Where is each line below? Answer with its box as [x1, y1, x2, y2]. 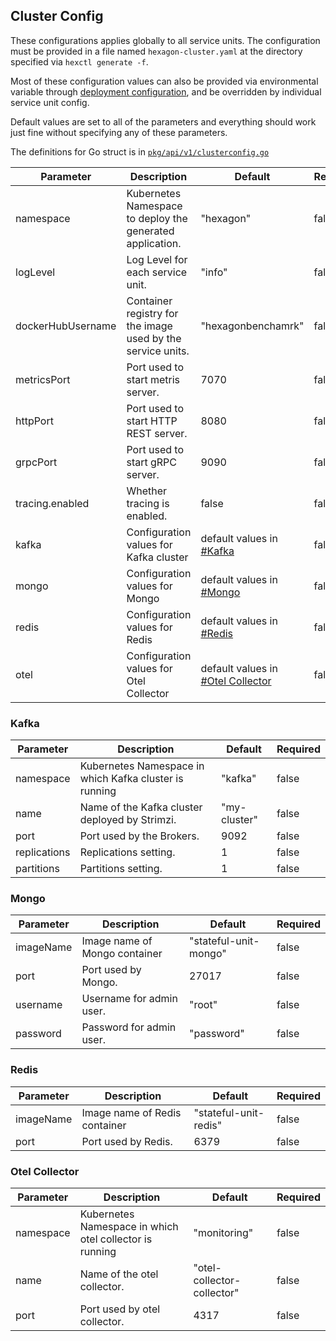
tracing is [126, 496, 170, 510]
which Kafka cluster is [79, 772, 184, 786]
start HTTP [126, 414, 178, 428]
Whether [126, 484, 168, 498]
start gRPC [126, 455, 177, 469]
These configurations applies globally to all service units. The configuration [10, 34, 321, 46]
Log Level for [126, 252, 188, 266]
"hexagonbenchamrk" [200, 319, 305, 333]
